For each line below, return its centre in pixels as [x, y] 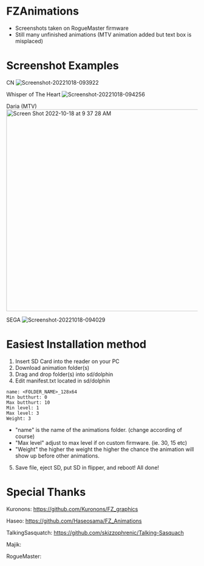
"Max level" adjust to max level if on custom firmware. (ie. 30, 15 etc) [101, 442]
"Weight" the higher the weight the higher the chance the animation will [104, 449]
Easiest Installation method [76, 345]
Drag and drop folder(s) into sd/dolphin [64, 374]
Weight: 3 [19, 419]
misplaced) [29, 41]
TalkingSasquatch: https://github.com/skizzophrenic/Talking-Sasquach [95, 532]
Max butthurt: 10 [28, 402]
